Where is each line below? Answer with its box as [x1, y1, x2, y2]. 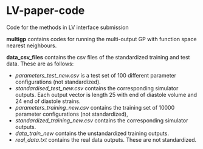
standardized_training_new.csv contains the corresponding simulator [15, 116, 188, 124]
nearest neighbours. [6, 42, 57, 49]
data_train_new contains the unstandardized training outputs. [15, 130, 169, 137]
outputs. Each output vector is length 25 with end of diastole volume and [15, 91, 198, 98]
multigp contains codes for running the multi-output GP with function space [6, 35, 197, 42]
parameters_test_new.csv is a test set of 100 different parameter [15, 71, 177, 79]
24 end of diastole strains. [15, 98, 81, 105]
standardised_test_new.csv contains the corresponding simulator [15, 84, 179, 91]
